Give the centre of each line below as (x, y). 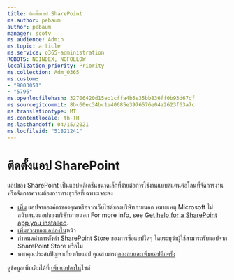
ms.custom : (23, 79)
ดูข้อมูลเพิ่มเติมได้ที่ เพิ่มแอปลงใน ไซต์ (49, 268)
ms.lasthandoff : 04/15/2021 (48, 124)
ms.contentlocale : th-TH (43, 118)
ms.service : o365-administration (56, 53)
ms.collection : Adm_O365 (43, 72)
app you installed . (43, 223)
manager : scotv (29, 33)
